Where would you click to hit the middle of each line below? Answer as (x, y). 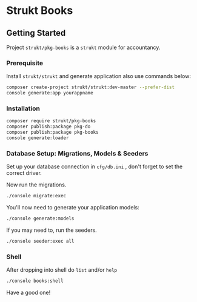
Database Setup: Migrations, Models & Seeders (77, 153)
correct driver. (24, 173)
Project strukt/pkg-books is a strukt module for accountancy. (83, 47)
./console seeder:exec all (40, 241)
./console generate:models (40, 218)
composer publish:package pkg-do (48, 127)
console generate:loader (38, 138)
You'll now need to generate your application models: (73, 208)
